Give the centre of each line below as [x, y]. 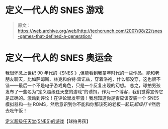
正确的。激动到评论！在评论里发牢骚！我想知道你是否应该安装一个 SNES [84, 98]
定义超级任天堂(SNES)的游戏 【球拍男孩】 [48, 121]
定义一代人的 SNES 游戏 [55, 10]
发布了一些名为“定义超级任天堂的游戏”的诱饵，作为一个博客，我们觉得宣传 [82, 91]
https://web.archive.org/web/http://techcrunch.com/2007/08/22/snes [90, 31]
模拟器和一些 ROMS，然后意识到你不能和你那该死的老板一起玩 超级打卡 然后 [83, 104]
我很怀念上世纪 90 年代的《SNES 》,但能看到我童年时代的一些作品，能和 [80, 73]
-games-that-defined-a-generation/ [55, 36]
